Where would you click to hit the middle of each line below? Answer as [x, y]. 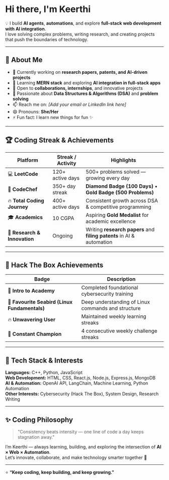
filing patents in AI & [110, 235]
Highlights [123, 160]
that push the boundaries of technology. [47, 39]
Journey [18, 207]
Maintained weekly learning [114, 316]
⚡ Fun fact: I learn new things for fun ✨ [53, 117]
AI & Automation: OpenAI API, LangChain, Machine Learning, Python [77, 383]
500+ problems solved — [116, 172]
